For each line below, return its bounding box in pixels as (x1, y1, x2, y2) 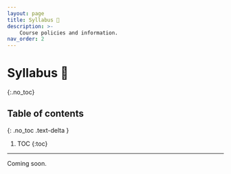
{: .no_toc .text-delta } (7, 126, 69, 134)
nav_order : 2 (7, 36, 45, 43)
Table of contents (7, 108, 84, 120)
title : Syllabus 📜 (7, 17, 60, 23)
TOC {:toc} (16, 139, 48, 148)
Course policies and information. (19, 29, 118, 36)
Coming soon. (7, 159, 47, 167)
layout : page (7, 10, 45, 17)
